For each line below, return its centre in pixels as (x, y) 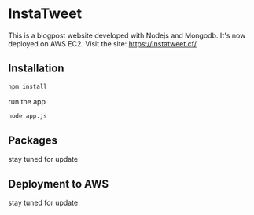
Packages (33, 140)
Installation (36, 69)
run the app (27, 101)
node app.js (28, 116)
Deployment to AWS (59, 184)
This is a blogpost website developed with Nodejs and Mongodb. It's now (127, 35)
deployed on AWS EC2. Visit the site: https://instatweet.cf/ (102, 43)
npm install (28, 86)
